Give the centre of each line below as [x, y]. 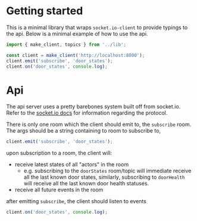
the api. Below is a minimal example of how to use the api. [77, 33]
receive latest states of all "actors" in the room [72, 165]
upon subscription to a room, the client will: [59, 153]
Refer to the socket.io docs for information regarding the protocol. [87, 113]
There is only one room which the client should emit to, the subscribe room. [99, 124]
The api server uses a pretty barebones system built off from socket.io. [93, 107]
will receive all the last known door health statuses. [86, 184]
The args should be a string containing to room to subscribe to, [84, 131]
